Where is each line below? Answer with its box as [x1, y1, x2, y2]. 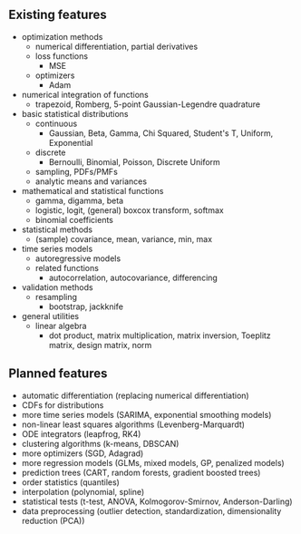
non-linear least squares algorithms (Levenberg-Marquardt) [21, 419, 246, 430]
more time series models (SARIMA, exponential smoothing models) [21, 409, 272, 420]
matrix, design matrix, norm [48, 339, 152, 350]
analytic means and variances [34, 176, 147, 187]
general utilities [21, 310, 79, 321]
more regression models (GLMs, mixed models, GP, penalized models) [21, 457, 285, 468]
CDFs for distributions [21, 399, 104, 411]
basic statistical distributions [21, 108, 129, 119]
